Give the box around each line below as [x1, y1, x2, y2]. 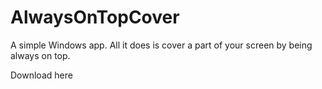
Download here [10, 69, 73, 81]
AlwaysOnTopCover [10, 6, 180, 29]
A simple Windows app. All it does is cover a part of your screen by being [10, 39, 313, 51]
